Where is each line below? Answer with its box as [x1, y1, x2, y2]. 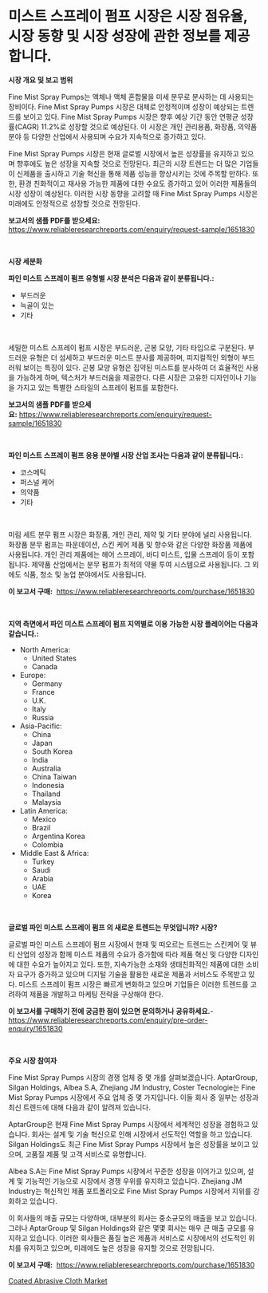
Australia [31, 763, 61, 773]
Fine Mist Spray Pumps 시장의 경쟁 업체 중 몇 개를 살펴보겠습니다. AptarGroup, [8, 1072, 258, 1082]
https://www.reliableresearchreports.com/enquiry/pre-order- [8, 1015, 208, 1025]
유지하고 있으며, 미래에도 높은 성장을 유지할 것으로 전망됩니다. [22, 1243, 215, 1252]
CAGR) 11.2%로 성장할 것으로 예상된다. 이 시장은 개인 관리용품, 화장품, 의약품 [17, 121, 258, 132]
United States [31, 653, 77, 663]
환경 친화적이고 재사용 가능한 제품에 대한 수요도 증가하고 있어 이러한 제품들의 [18, 179, 258, 188]
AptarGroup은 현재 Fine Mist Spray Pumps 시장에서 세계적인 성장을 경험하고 [8, 1119, 250, 1129]
